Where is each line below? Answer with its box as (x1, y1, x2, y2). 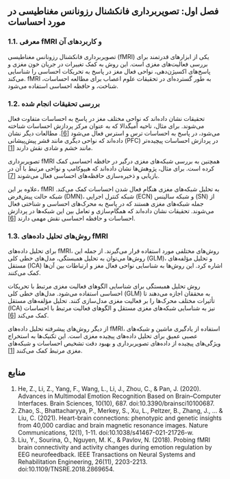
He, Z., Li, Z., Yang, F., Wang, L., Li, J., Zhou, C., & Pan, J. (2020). (17, 385, 201, 393)
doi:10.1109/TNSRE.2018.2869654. (17, 465, 115, 474)
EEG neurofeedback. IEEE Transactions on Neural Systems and (17, 450, 196, 459)
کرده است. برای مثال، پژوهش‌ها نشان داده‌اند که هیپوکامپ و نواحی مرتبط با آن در (8, 164, 215, 172)
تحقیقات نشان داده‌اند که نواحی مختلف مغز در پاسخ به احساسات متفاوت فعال (8, 114, 205, 122)
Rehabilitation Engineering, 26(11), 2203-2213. (17, 458, 148, 466)
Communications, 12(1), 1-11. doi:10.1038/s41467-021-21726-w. (17, 429, 194, 437)
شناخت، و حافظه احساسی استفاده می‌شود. (8, 82, 119, 90)
